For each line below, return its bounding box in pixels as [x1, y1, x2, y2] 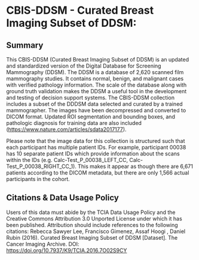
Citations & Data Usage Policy [6, 192, 120, 203]
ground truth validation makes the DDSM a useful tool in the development [6, 88, 187, 94]
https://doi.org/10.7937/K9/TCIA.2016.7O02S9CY [6, 246, 127, 254]
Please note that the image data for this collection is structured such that [6, 137, 185, 144]
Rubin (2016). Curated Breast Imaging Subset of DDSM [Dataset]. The [6, 234, 178, 241]
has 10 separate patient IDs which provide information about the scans [6, 150, 180, 157]
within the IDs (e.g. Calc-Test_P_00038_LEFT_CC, [6, 157, 128, 163]
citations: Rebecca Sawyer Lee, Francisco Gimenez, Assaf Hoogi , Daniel [6, 228, 186, 235]
